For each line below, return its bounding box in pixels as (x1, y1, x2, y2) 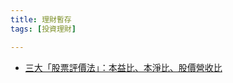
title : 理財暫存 (10, 14, 72, 25)
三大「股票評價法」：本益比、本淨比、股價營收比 (24, 61, 223, 73)
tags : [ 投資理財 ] (10, 24, 77, 34)
